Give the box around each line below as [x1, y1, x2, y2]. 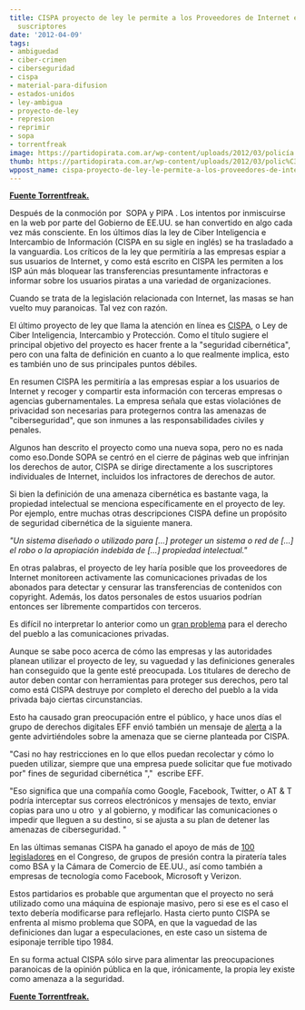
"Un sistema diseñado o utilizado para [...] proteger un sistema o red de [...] [9, 535, 294, 546]
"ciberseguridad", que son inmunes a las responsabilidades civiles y [9, 415, 265, 426]
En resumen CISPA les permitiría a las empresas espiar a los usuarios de [9, 376, 280, 387]
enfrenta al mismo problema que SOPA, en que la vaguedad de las [9, 917, 258, 928]
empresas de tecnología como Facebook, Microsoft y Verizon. [9, 871, 242, 882]
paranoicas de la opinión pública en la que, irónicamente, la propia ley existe [9, 964, 295, 975]
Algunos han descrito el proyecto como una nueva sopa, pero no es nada [9, 442, 284, 453]
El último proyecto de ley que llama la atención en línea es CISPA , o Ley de [9, 320, 288, 332]
